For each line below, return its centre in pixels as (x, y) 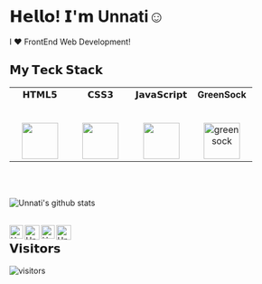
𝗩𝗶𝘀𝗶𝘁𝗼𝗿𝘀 (35, 249)
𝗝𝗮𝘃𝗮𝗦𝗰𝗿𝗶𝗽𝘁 (161, 94)
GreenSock (222, 94)
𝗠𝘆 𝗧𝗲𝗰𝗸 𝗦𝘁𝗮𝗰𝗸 (56, 70)
